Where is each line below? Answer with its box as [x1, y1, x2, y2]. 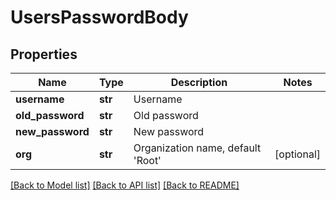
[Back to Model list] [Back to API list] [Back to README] [10, 179, 240, 191]
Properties [10, 46, 78, 63]
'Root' [133, 154, 162, 167]
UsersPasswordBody [10, 6, 189, 29]
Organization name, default [133, 141, 262, 155]
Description [170, 76, 228, 89]
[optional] [274, 147, 321, 161]
